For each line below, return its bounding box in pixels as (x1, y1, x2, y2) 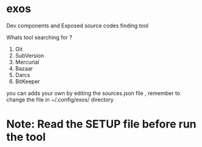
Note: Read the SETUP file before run (6, 117, 197, 131)
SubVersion (15, 52, 44, 59)
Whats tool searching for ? (6, 33, 72, 41)
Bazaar (15, 64, 33, 72)
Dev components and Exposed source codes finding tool (6, 22, 149, 29)
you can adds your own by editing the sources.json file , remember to (6, 89, 181, 97)
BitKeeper (15, 78, 41, 85)
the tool (6, 130, 46, 144)
